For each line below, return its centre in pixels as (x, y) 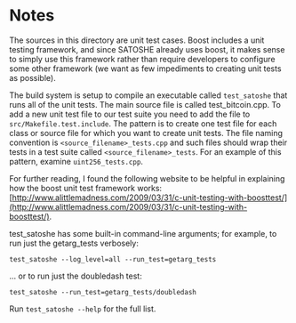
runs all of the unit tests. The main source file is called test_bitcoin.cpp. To (145, 104)
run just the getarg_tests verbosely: (74, 243)
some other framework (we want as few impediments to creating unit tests (145, 69)
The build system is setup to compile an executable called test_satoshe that (148, 95)
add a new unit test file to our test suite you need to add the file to (130, 114)
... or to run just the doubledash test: (76, 276)
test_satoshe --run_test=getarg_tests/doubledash (103, 292)
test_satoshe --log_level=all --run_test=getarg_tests (113, 259)
